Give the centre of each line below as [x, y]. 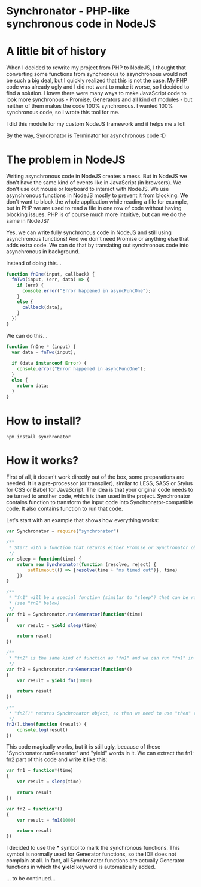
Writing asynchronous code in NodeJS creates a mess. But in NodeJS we [97, 176]
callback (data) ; [42, 308]
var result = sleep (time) [49, 782]
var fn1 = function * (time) [40, 771]
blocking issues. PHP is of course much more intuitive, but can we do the [96, 214]
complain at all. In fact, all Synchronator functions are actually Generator [95, 861]
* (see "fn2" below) [34, 603]
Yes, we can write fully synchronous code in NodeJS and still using [89, 232]
